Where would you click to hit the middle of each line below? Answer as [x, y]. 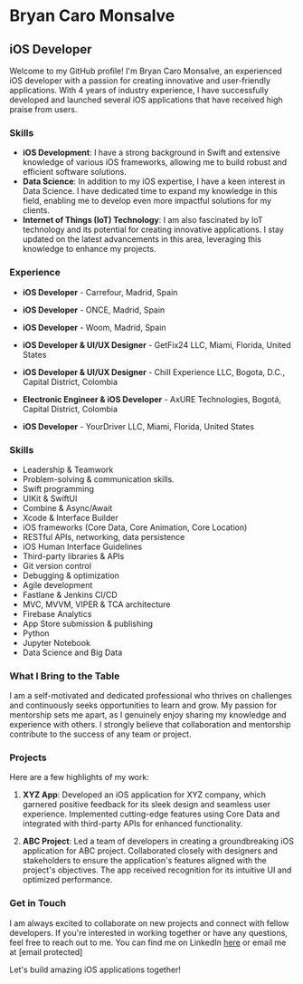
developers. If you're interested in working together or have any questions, [148, 932]
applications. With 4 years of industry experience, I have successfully [139, 90]
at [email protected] [46, 951]
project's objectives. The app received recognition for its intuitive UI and [157, 870]
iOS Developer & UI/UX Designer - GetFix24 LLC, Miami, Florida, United [156, 344]
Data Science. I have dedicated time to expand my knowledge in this [150, 191]
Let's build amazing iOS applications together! [95, 970]
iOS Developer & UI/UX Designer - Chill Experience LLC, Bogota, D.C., [153, 371]
